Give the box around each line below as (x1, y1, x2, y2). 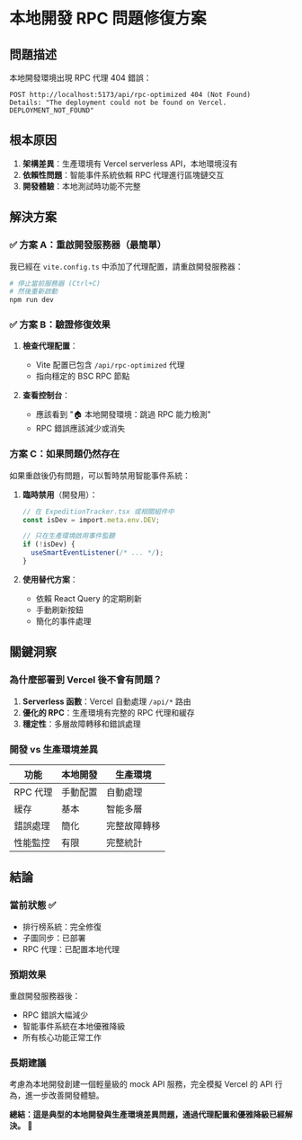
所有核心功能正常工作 (22, 1031, 102, 1043)
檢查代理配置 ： (22, 341, 78, 352)
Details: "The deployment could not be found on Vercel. (9, 98, 227, 107)
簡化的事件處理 (35, 615, 92, 626)
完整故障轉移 (106, 819, 161, 832)
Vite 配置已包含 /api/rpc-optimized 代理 (35, 360, 185, 370)
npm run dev (9, 296, 54, 305)
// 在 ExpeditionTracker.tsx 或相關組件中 (22, 507, 175, 516)
